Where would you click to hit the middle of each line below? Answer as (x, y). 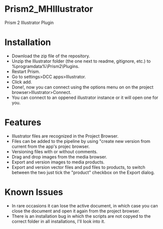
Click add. (22, 82)
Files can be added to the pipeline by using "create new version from (81, 141)
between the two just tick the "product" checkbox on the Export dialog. (83, 172)
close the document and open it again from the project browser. (76, 211)
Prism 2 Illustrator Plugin (29, 23)
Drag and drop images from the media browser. (59, 157)
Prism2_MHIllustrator (49, 9)
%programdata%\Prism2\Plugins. (45, 66)
